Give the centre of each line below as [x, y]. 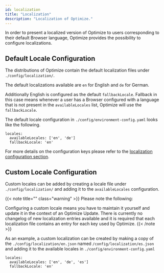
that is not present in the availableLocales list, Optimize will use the [73, 105]
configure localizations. [29, 43]
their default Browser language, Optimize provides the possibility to [73, 38]
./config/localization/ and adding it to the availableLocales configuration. [82, 189]
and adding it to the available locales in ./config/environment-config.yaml [80, 249]
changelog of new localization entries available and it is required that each [80, 218]
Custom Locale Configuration [51, 172]
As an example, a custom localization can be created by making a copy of [80, 238]
